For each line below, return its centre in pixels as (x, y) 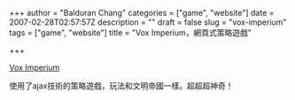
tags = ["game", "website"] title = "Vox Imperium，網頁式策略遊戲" (131, 33)
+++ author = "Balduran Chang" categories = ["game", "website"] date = (142, 13)
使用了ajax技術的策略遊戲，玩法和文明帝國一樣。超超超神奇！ (121, 86)
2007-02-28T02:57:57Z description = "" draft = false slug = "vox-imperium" (148, 22)
